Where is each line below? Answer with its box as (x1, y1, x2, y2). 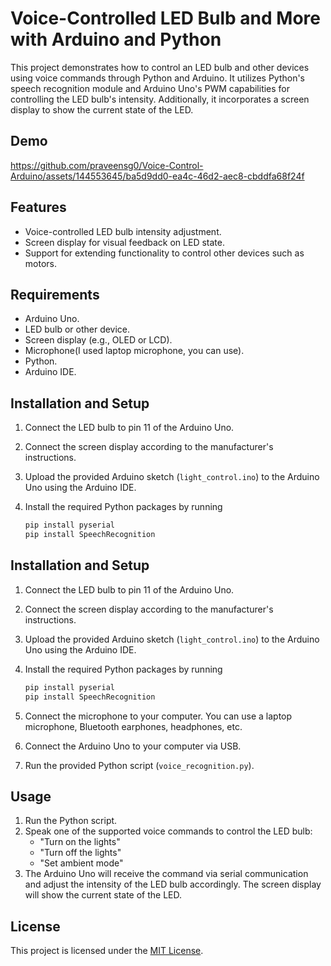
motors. (24, 257, 57, 269)
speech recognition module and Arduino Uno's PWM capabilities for (10, 82, 291, 94)
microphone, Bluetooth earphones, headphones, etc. (24, 720, 243, 732)
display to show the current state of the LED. (10, 103, 194, 116)
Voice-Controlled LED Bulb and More (10, 7, 321, 30)
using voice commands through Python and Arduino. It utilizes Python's (10, 72, 306, 84)
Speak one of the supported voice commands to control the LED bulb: (24, 825, 313, 837)
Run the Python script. (24, 815, 118, 827)
